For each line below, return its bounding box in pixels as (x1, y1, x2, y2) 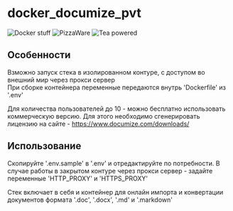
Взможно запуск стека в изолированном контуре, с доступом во (7, 67, 205, 76)
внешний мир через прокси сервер (7, 75, 116, 84)
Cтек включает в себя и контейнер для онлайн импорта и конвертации (7, 188, 224, 196)
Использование (7, 140, 82, 152)
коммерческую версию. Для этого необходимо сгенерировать (7, 112, 200, 120)
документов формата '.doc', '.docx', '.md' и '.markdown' (7, 195, 173, 204)
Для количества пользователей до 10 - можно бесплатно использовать (7, 104, 226, 113)
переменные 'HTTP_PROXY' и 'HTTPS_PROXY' (7, 174, 148, 183)
